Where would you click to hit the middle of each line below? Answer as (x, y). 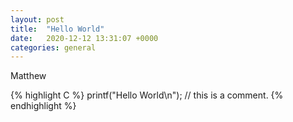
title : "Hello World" (57, 29)
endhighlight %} (43, 106)
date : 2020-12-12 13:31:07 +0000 (84, 38)
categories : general (53, 47)
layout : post (37, 19)
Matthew (28, 76)
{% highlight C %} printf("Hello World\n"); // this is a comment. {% (147, 95)
